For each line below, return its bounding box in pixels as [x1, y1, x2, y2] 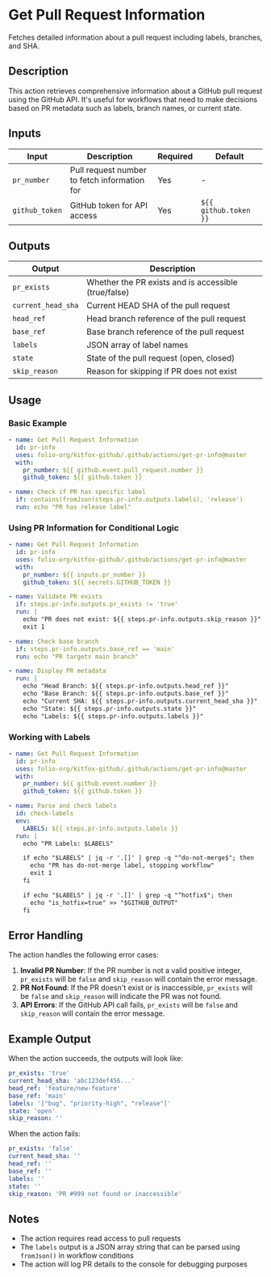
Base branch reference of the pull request [85, 326, 244, 337]
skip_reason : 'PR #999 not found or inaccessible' [8, 1190, 182, 1198]
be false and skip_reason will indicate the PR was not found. [19, 992, 222, 1001]
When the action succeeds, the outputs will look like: [8, 1054, 184, 1063]
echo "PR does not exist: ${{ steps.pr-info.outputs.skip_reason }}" [23, 615, 262, 624]
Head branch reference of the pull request [85, 313, 246, 324]
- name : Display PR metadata [8, 667, 106, 675]
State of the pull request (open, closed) [85, 353, 236, 364]
